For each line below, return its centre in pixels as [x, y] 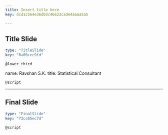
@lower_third [19, 64]
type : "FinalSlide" [25, 114]
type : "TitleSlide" [25, 50]
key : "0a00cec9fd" [24, 55]
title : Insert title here [32, 10]
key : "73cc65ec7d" [24, 118]
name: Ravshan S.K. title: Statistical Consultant [53, 73]
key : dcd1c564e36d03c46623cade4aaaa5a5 [47, 14]
